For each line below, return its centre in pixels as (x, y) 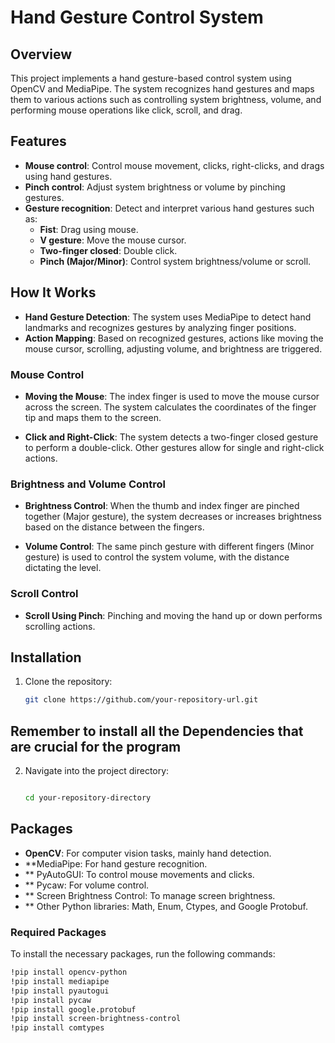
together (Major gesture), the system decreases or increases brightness (173, 517)
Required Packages (58, 932)
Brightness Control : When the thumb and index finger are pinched (162, 506)
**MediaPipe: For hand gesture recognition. (116, 863)
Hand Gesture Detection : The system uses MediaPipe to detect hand (168, 317)
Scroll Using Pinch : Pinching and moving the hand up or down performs (173, 615)
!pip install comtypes (57, 1028)
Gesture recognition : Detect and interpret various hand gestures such (169, 208)
